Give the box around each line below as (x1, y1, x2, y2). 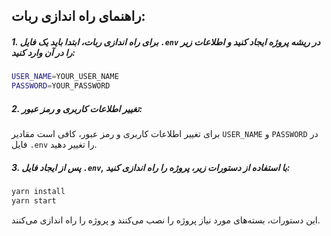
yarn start (11, 195, 57, 206)
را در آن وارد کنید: (11, 46, 76, 58)
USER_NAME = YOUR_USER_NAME (11, 72, 119, 82)
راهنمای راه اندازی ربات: (11, 8, 146, 25)
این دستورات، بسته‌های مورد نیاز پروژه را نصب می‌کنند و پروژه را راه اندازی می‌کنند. (11, 214, 321, 226)
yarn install (11, 187, 66, 197)
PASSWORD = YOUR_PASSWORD (11, 81, 111, 91)
